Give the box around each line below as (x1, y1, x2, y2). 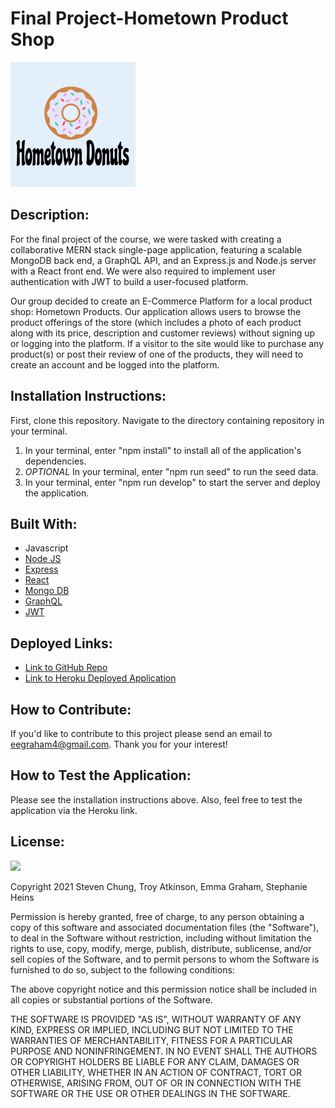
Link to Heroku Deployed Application (24, 672, 177, 684)
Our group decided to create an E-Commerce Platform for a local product (10, 295, 313, 307)
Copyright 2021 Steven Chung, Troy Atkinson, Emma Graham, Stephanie (10, 880, 308, 892)
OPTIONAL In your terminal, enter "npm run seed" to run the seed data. (24, 465, 319, 477)
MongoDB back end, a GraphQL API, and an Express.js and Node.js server (10, 254, 317, 266)
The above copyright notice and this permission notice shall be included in (10, 983, 317, 995)
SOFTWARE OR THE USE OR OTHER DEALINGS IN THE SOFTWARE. (10, 1087, 291, 1099)
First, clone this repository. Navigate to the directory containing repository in (10, 414, 325, 426)
